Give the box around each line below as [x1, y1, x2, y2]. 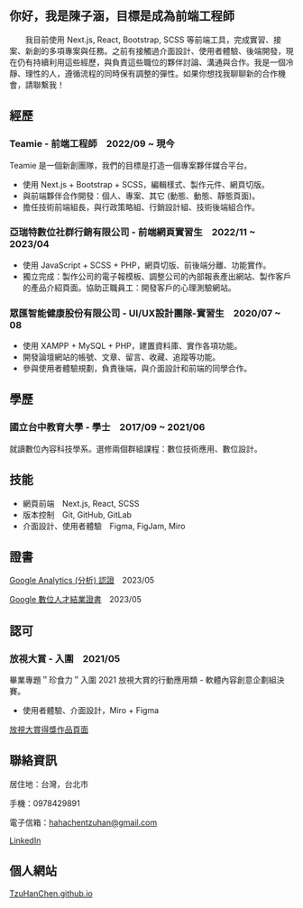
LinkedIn [9, 835, 41, 846]
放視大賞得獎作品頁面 [9, 724, 88, 735]
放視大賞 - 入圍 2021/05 [9, 652, 121, 665]
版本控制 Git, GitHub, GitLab [22, 509, 133, 520]
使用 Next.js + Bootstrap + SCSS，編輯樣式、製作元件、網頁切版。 [22, 179, 270, 189]
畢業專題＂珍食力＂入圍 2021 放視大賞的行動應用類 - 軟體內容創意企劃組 [9, 674, 277, 685]
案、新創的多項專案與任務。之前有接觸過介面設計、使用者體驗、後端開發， [9, 45, 286, 56]
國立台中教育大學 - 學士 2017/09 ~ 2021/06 [9, 421, 206, 434]
